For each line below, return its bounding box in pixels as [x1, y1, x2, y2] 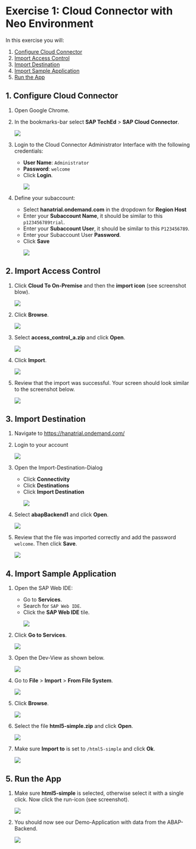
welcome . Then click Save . [14, 540, 77, 547]
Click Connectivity [23, 476, 70, 483]
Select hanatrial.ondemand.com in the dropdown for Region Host [23, 206, 187, 213]
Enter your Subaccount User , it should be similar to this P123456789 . [23, 225, 190, 232]
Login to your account [14, 442, 69, 449]
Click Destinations [23, 482, 70, 489]
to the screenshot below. [14, 385, 75, 393]
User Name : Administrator [23, 159, 90, 166]
